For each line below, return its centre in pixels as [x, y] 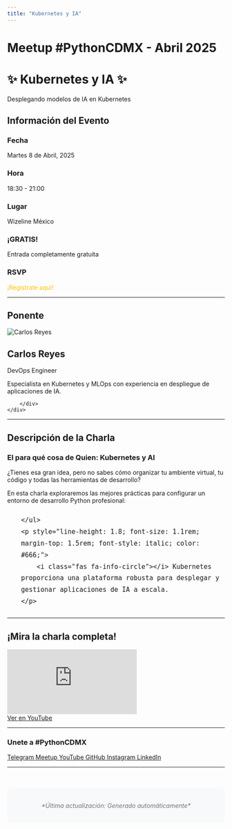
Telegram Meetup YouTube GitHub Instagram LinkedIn [84, 757]
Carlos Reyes [36, 354]
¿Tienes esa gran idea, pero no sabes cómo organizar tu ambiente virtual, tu [115, 472]
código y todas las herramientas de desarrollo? [74, 479]
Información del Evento [58, 121]
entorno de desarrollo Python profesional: [67, 500]
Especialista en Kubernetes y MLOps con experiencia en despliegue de [108, 384]
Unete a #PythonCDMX [47, 742]
